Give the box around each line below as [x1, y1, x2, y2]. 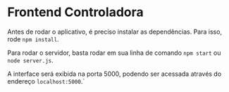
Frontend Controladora [7, 4, 144, 20]
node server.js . [7, 55, 54, 64]
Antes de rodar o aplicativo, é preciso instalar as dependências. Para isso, [7, 27, 223, 36]
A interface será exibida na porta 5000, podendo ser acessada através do [7, 70, 222, 78]
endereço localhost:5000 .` [7, 77, 85, 85]
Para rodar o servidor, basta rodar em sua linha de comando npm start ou [7, 48, 221, 57]
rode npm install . [7, 34, 59, 43]
